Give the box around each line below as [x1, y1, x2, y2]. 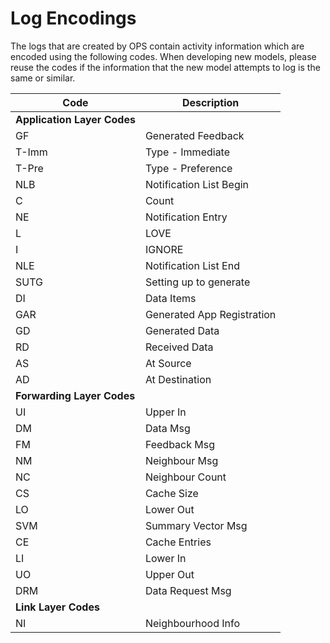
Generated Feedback [144, 128, 245, 142]
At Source [144, 356, 192, 370]
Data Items [144, 291, 197, 305]
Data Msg [144, 421, 191, 435]
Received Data [144, 340, 214, 354]
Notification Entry [144, 210, 228, 224]
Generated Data [144, 323, 220, 337]
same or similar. [10, 72, 76, 84]
